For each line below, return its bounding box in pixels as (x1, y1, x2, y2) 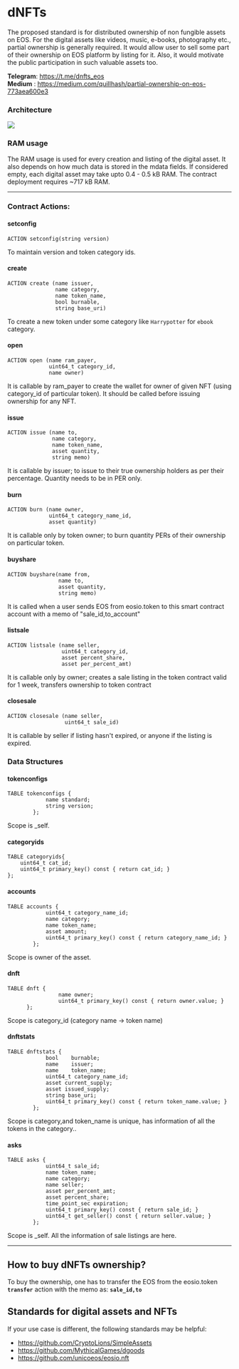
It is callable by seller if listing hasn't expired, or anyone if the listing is (7, 732, 212, 740)
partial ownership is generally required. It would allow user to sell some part (7, 43, 230, 51)
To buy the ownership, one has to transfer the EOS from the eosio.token (7, 1278, 218, 1286)
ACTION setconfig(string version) (7, 235, 110, 242)
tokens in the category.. (7, 1125, 77, 1133)
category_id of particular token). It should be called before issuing (7, 390, 201, 398)
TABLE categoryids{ (7, 853, 65, 860)
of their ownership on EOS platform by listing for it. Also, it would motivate (7, 51, 224, 59)
